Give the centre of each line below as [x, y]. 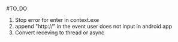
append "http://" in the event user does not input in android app [93, 26]
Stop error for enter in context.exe [57, 20]
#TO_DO [17, 9]
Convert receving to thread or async [60, 33]
